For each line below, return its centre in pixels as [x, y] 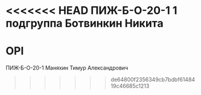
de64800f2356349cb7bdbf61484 [153, 80]
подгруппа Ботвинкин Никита [85, 23]
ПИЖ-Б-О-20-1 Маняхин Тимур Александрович [67, 68]
